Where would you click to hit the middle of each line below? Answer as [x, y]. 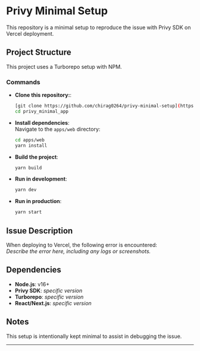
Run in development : [41, 179]
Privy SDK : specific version [49, 290]
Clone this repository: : [43, 95]
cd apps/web [29, 140]
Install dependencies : [42, 122]
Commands [23, 82]
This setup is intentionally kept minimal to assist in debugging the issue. [94, 336]
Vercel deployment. [30, 33]
